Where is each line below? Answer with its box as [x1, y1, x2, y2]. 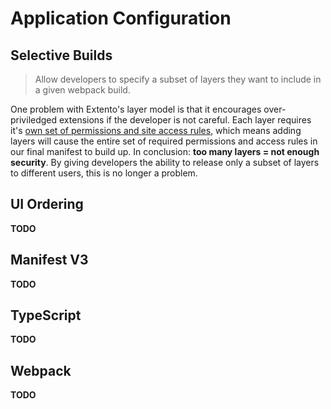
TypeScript [10, 307, 82, 324]
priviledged [10, 114, 58, 126]
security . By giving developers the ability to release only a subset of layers [10, 157, 320, 168]
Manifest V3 [10, 252, 89, 269]
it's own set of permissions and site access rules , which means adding [10, 125, 302, 136]
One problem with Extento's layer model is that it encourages [10, 103, 262, 115]
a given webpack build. [34, 84, 131, 96]
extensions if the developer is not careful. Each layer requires [59, 114, 312, 126]
